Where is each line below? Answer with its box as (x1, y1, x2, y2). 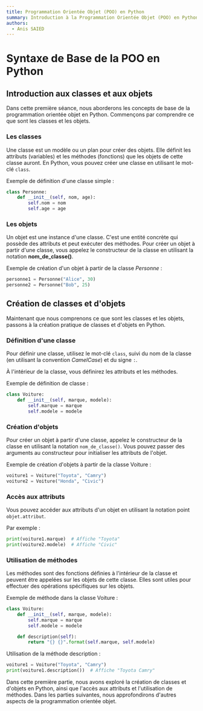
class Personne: (6, 188, 47, 195)
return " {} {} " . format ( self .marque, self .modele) (28, 639, 155, 645)
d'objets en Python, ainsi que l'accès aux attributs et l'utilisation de (6, 685, 173, 692)
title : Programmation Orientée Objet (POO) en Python (6, 8, 145, 15)
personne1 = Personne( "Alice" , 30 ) (6, 276, 96, 283)
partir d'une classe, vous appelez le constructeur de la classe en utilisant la (6, 246, 194, 254)
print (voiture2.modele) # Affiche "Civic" (6, 541, 118, 547)
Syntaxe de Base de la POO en (6, 52, 160, 65)
